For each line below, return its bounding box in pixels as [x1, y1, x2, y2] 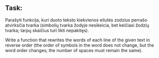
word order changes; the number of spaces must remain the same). [5, 47, 143, 53]
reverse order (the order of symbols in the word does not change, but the [5, 42, 154, 48]
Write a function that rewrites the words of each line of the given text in [5, 37, 150, 43]
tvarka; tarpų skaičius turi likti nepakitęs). [5, 27, 89, 33]
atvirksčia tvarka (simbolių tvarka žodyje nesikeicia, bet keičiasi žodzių [5, 22, 150, 28]
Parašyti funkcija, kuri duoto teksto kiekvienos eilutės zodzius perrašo [5, 17, 148, 23]
